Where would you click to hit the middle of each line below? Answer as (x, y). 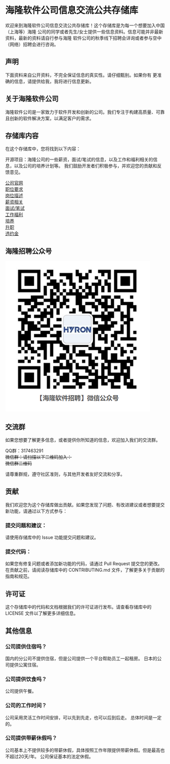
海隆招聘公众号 (29, 251)
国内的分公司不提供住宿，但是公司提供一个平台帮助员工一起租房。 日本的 (81, 658)
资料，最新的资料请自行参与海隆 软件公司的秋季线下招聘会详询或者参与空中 (83, 38)
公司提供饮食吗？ (26, 679)
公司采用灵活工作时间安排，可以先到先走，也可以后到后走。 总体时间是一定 (83, 717)
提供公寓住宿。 (25, 665)
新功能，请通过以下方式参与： (36, 511)
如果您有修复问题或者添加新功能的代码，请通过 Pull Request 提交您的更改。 (84, 564)
